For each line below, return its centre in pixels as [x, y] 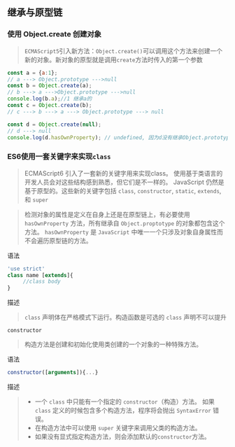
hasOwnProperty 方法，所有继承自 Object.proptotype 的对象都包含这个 [124, 223]
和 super [36, 199]
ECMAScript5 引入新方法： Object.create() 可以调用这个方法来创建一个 [123, 50]
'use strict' [26, 269]
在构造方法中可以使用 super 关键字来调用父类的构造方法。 [118, 428]
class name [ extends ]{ [40, 275]
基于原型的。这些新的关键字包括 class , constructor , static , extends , [123, 190]
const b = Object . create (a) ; [50, 86]
